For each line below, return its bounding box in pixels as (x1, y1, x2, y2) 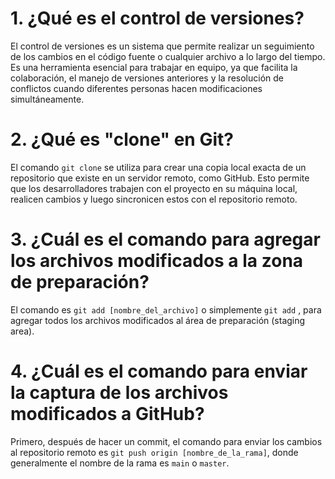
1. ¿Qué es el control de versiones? (10, 7, 305, 30)
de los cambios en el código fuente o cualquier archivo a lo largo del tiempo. (10, 50, 326, 62)
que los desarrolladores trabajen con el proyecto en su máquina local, (10, 182, 298, 194)
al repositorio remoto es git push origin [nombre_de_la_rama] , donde (10, 446, 299, 458)
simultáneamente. (10, 93, 85, 105)
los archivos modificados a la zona (10, 250, 304, 272)
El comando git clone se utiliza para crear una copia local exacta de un (10, 161, 307, 173)
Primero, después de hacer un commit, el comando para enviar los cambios (10, 435, 323, 447)
